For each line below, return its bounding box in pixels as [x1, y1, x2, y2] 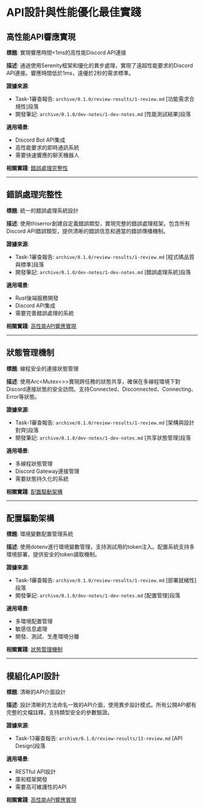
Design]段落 [15, 742, 46, 749]
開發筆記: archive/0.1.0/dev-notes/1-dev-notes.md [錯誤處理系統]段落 [15, 268, 191, 275]
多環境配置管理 [15, 618, 53, 625]
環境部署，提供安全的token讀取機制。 [6, 551, 100, 558]
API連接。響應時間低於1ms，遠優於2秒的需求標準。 [6, 69, 135, 77]
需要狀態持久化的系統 [15, 475, 69, 482]
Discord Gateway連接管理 [15, 467, 80, 475]
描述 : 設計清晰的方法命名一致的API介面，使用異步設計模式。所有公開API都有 [6, 701, 197, 709]
